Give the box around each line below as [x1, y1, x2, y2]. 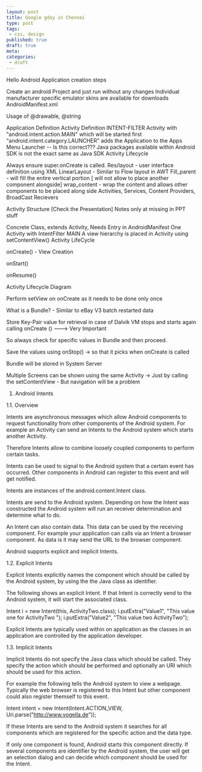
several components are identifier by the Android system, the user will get [6, 747, 190, 754]
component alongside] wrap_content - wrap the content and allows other [6, 181, 188, 188]
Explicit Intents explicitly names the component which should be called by [6, 571, 190, 578]
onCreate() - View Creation [6, 248, 74, 255]
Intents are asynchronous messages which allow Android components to [6, 413, 187, 420]
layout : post [6, 8, 39, 15]
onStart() [6, 259, 29, 267]
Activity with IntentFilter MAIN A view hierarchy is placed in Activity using [6, 230, 189, 237]
